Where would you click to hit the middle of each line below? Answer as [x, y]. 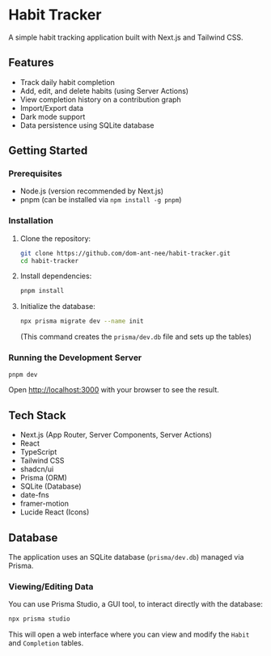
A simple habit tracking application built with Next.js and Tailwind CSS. [126, 37]
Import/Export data [51, 108]
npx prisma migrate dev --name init [82, 321]
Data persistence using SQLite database [87, 125]
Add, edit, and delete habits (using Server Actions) [104, 91]
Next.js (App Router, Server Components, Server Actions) [116, 435]
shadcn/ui [37, 469]
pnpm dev [23, 375]
